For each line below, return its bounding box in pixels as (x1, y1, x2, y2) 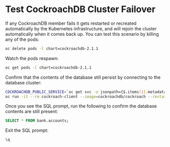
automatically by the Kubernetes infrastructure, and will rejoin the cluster (5, 25, 157, 31)
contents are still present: (5, 109, 58, 115)
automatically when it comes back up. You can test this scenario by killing (5, 31, 159, 37)
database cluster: (5, 79, 41, 85)
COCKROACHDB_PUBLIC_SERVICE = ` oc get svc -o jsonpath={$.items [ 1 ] (5, 89, 146, 94)
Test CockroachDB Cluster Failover (5, 4, 156, 15)
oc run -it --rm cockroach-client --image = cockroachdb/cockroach (5, 94, 146, 99)
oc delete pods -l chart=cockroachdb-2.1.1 (5, 46, 99, 51)
